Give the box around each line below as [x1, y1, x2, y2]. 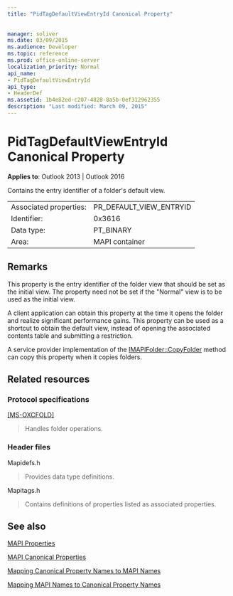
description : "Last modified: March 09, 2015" [7, 103, 148, 110]
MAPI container [93, 236, 146, 246]
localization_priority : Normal [7, 63, 100, 70]
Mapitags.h [7, 486, 40, 494]
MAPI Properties [7, 539, 55, 548]
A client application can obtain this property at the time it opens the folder [7, 309, 224, 317]
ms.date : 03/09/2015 [7, 37, 69, 44]
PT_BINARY [93, 225, 132, 235]
